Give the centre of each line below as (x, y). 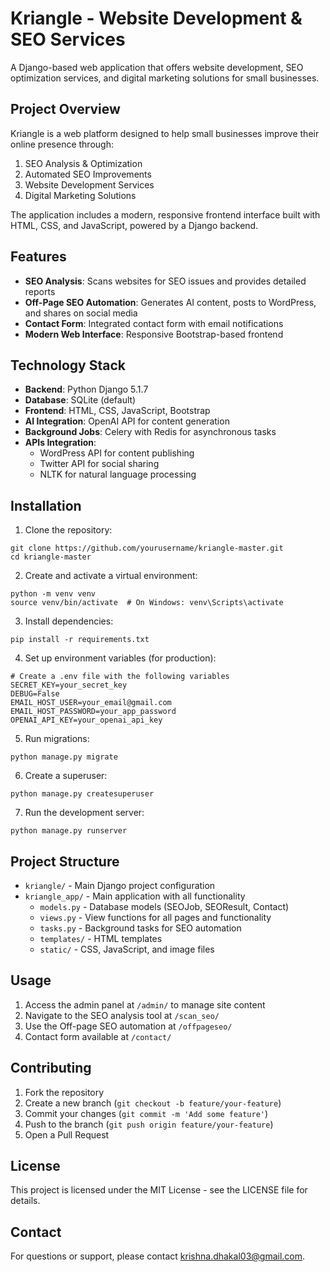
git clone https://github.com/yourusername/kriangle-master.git (147, 548)
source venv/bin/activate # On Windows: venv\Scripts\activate (147, 603)
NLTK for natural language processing (118, 474)
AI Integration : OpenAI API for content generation (127, 421)
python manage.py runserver (69, 831)
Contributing (51, 1068)
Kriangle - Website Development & (156, 18)
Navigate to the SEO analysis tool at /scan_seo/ (122, 1015)
